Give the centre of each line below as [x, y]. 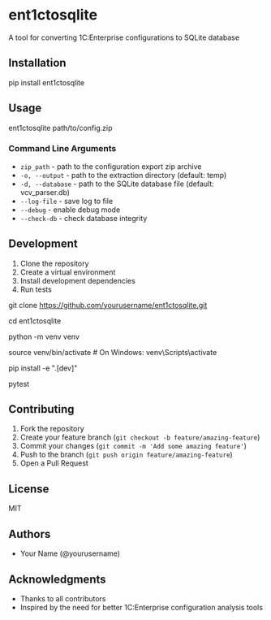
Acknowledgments [58, 579]
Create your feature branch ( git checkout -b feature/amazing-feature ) [140, 437]
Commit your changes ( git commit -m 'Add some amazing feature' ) [133, 446]
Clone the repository [54, 263]
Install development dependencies [77, 280]
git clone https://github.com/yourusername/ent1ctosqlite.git [108, 305]
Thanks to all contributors [63, 598]
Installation [37, 63]
